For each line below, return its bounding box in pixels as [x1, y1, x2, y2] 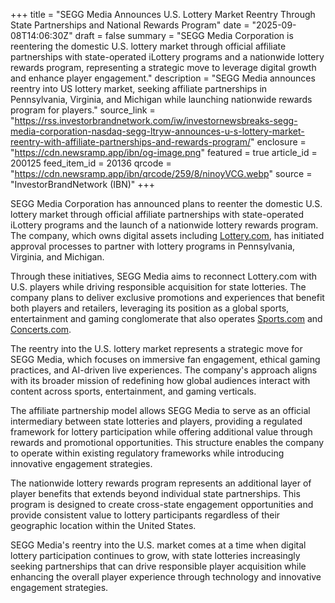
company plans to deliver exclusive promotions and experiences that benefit [10, 292, 325, 303]
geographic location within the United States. [10, 520, 197, 531]
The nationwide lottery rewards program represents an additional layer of [10, 477, 312, 489]
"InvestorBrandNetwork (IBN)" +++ [10, 179, 156, 190]
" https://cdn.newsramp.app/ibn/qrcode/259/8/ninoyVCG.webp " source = [10, 168, 313, 179]
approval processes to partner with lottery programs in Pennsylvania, [10, 240, 296, 252]
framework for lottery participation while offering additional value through [10, 426, 313, 438]
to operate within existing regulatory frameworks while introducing [10, 447, 285, 459]
